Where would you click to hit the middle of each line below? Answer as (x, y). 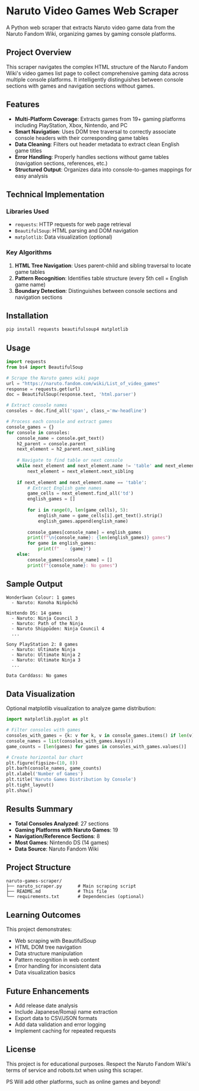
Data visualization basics (45, 973)
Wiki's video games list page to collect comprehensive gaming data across (97, 73)
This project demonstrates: (39, 929)
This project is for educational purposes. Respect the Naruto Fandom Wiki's (99, 1064)
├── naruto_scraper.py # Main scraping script (71, 886)
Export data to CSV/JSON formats (56, 1018)
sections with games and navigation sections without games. (81, 86)
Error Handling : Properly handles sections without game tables (92, 157)
